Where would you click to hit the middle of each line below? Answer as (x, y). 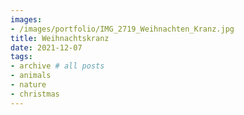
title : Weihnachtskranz (60, 38)
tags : (21, 57)
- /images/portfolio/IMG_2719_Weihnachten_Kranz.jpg (122, 29)
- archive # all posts (57, 66)
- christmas (35, 94)
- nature (28, 85)
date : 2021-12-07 (46, 47)
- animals (31, 76)
